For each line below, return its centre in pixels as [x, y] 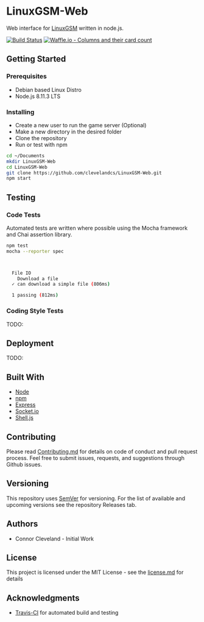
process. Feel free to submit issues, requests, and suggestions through [95, 458]
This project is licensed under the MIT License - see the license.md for [95, 572]
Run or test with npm [41, 144]
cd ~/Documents [26, 156]
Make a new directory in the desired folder [68, 132]
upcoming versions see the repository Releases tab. [72, 504]
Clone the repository [41, 138]
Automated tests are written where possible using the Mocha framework [97, 228]
